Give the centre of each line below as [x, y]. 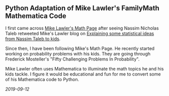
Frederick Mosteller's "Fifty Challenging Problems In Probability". [72, 59]
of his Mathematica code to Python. [42, 79]
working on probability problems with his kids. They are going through [78, 53]
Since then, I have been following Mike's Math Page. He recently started [80, 48]
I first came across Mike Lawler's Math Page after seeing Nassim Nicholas [82, 28]
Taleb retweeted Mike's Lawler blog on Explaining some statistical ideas [80, 33]
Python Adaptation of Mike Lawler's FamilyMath [82, 8]
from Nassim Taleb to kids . [33, 38]
